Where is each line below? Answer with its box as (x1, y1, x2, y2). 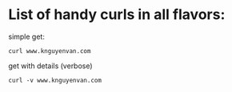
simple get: (8, 32, 46, 41)
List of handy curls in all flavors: (8, 6, 226, 24)
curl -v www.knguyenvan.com (8, 76, 102, 84)
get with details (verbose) (8, 61, 94, 71)
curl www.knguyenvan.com (8, 47, 91, 55)
